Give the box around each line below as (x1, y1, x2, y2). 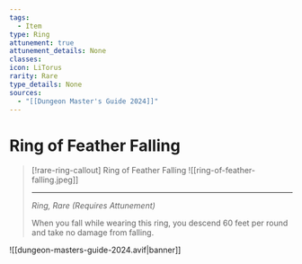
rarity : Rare (9, 72, 58, 81)
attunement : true (9, 38, 75, 48)
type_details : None (9, 80, 83, 89)
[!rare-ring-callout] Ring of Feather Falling (31, 165, 187, 176)
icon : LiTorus (9, 64, 63, 73)
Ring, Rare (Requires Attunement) (31, 200, 155, 211)
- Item (17, 22, 42, 31)
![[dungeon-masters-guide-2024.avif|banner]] (9, 244, 182, 256)
